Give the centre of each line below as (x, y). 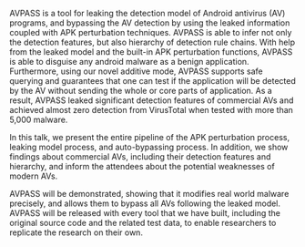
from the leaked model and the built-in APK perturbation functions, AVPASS (151, 52)
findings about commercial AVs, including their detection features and (140, 157)
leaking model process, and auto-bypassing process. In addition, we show (149, 147)
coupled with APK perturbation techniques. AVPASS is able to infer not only (151, 32)
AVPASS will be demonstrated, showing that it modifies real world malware (149, 194)
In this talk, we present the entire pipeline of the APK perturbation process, (149, 137)
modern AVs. (34, 176)
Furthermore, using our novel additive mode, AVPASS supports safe (137, 71)
